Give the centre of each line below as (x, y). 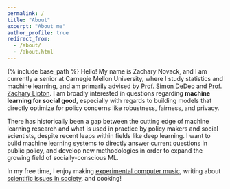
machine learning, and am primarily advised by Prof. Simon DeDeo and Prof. (115, 86)
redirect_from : (29, 39)
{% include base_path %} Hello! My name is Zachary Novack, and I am (107, 71)
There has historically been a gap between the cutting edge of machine (108, 121)
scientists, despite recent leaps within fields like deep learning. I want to (109, 135)
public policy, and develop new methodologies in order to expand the (105, 150)
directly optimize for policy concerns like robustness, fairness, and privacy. (113, 108)
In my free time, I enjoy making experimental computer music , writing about (114, 171)
